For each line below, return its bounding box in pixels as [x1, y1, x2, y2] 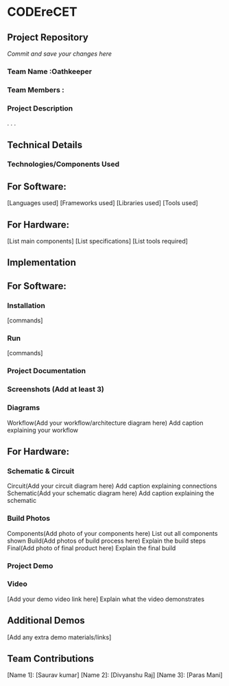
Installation [7, 300, 46, 310]
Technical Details [7, 139, 83, 151]
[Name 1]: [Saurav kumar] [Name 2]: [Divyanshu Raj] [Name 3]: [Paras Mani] [7, 671, 223, 679]
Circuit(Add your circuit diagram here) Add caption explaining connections [7, 482, 217, 490]
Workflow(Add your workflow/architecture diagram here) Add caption [7, 418, 204, 427]
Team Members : [7, 85, 64, 95]
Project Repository [7, 32, 89, 43]
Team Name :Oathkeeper [7, 67, 93, 76]
